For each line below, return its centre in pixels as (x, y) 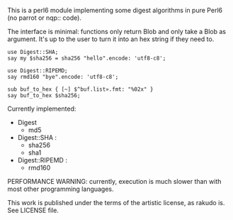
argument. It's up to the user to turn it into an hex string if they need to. (111, 39)
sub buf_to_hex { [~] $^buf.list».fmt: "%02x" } (80, 89)
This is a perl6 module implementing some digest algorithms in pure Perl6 (115, 10)
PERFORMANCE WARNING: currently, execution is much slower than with (114, 181)
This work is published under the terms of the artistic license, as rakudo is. (116, 203)
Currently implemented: (42, 109)
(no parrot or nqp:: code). (44, 18)
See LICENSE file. (33, 210)
